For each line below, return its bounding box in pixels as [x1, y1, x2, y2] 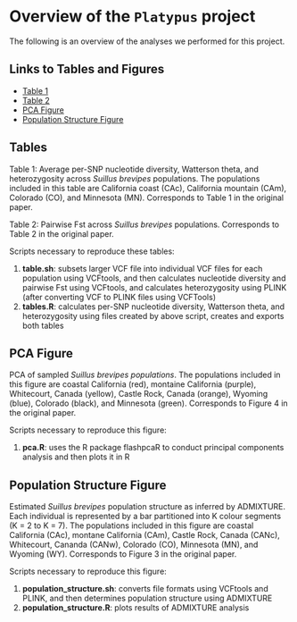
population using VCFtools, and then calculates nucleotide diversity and [21, 273, 286, 283]
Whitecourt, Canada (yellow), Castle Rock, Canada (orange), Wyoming [9, 389, 268, 399]
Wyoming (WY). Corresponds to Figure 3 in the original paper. [9, 549, 237, 559]
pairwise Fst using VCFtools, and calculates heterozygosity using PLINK [21, 282, 287, 292]
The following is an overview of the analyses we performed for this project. [9, 36, 285, 46]
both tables [21, 320, 64, 331]
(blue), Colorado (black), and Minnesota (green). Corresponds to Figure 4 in [9, 398, 288, 408]
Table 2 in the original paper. [9, 228, 114, 239]
